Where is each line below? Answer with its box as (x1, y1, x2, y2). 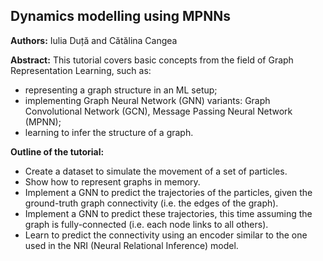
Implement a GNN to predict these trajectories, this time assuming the (24, 207, 313, 219)
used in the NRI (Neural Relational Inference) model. (24, 239, 239, 251)
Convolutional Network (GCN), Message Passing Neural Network (24, 105, 293, 117)
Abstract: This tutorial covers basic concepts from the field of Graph (10, 54, 294, 66)
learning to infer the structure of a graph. (24, 126, 194, 138)
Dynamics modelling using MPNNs (10, 8, 231, 25)
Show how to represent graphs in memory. (24, 175, 201, 188)
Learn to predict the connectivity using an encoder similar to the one (24, 229, 308, 241)
